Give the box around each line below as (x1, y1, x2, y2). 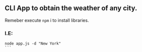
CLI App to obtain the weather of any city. (5, 4, 137, 12)
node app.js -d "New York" (5, 41, 61, 46)
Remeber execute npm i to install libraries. (5, 17, 89, 23)
